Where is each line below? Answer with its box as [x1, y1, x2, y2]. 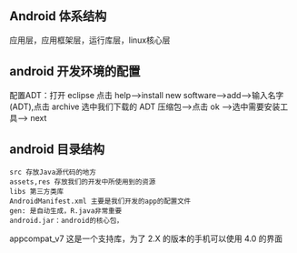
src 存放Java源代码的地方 [9, 167, 97, 177]
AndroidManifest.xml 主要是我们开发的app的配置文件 [9, 197, 192, 207]
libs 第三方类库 [9, 187, 64, 197]
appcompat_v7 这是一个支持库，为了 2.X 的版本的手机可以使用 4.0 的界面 [9, 233, 283, 244]
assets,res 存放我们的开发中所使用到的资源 [9, 177, 156, 187]
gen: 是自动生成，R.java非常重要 [9, 207, 123, 216]
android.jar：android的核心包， [9, 217, 124, 226]
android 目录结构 [9, 142, 105, 157]
